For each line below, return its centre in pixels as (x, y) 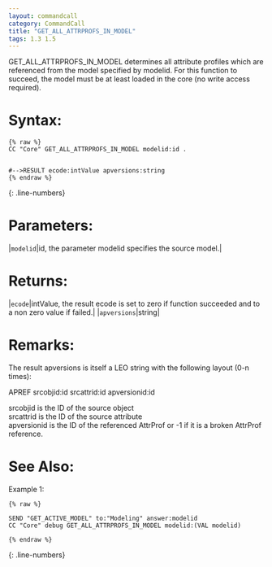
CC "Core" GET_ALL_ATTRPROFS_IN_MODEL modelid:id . (97, 150)
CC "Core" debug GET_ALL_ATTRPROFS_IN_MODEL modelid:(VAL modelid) (125, 526)
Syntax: (35, 121)
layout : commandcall (43, 16)
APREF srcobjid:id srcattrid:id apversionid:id (82, 392)
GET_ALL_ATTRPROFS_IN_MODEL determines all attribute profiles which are (136, 62)
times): (20, 376)
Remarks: (41, 345)
